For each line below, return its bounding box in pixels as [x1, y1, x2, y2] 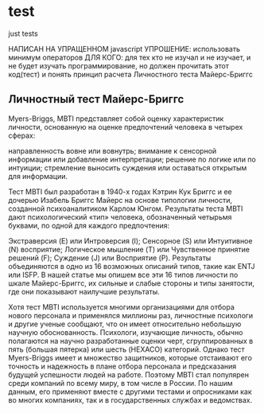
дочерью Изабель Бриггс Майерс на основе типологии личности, [8, 195, 233, 205]
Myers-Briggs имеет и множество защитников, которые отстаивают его [8, 353, 253, 362]
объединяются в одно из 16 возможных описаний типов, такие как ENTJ [8, 261, 256, 271]
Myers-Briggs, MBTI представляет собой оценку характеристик [8, 114, 224, 123]
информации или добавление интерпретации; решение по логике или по [8, 154, 256, 164]
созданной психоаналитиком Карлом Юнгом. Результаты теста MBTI [8, 204, 243, 213]
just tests [8, 29, 38, 38]
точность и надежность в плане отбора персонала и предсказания [8, 361, 237, 371]
